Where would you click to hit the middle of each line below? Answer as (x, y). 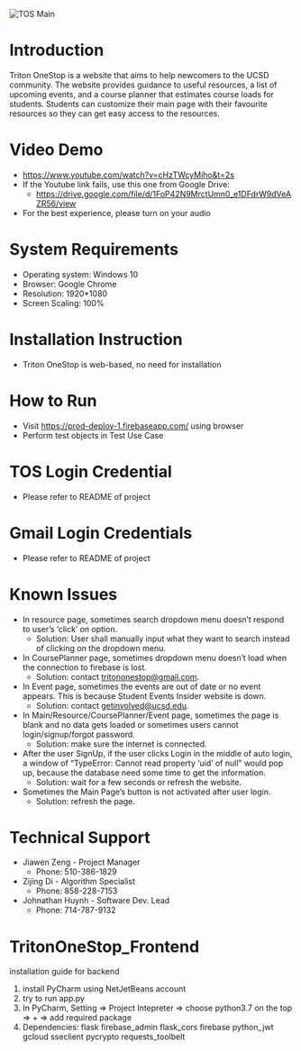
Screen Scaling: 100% (64, 303)
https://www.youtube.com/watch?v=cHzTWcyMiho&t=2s (128, 175)
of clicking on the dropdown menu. (101, 648)
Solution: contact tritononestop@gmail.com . (118, 676)
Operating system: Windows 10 (80, 274)
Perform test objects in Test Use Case (93, 435)
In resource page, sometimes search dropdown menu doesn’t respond (153, 619)
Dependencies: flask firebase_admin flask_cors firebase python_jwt (148, 1028)
